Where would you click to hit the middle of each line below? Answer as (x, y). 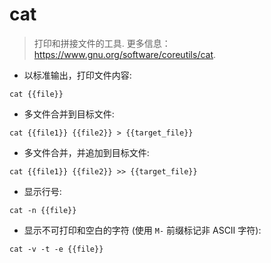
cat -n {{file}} (43, 210)
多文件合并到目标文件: (69, 114)
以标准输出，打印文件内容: (77, 75)
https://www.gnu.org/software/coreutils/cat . (125, 54)
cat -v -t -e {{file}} (56, 249)
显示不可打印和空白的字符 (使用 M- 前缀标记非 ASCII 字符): (142, 230)
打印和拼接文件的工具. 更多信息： (102, 43)
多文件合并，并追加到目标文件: (86, 152)
